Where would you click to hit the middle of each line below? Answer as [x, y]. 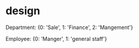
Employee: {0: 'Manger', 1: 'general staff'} [56, 39]
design [23, 11]
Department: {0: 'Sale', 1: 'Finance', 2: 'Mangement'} [69, 27]
